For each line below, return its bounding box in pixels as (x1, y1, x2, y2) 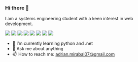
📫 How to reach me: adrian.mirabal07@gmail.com (12, 51, 115, 57)
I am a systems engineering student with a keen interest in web (5, 16, 134, 22)
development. (5, 21, 33, 27)
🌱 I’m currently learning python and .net (12, 40, 93, 46)
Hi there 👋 (5, 4, 30, 11)
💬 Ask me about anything (12, 46, 64, 52)
